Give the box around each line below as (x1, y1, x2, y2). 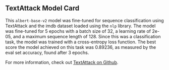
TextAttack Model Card (5, 4, 80, 13)
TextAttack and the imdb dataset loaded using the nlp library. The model (5, 23, 156, 29)
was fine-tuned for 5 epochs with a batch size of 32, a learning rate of (5, 28, 151, 34)
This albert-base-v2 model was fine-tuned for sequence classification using (5, 17, 164, 23)
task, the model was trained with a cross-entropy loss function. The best (5, 39, 156, 45)
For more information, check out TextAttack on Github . (5, 59, 119, 65)
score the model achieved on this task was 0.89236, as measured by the (5, 44, 156, 50)
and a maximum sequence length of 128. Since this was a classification (13, 33, 161, 39)
